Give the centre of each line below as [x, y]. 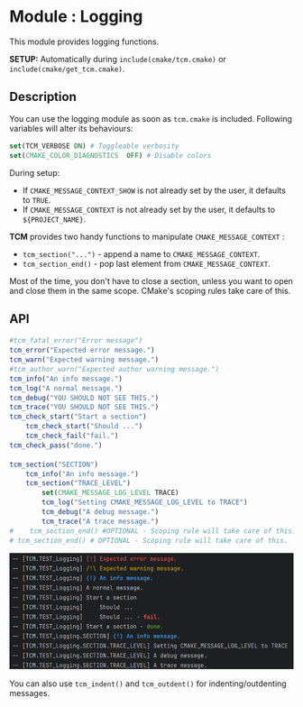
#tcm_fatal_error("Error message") [76, 341]
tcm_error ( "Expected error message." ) [82, 350]
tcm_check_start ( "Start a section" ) [78, 417]
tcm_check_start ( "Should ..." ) [84, 427]
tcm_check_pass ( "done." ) [56, 445]
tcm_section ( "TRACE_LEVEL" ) [78, 483]
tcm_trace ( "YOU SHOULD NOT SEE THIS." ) [84, 408]
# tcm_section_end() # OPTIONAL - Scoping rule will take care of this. [149, 540]
